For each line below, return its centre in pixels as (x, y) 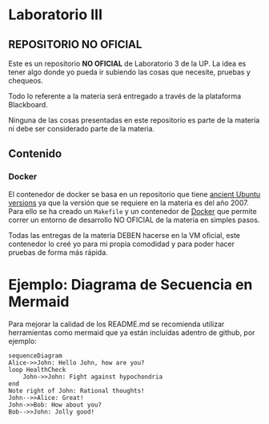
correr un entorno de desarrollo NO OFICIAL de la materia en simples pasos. (134, 220)
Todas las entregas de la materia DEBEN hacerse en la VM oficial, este (124, 235)
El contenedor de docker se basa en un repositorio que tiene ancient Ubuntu (134, 194)
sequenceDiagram (35, 355)
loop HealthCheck (37, 369)
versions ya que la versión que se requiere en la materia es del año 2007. (129, 203)
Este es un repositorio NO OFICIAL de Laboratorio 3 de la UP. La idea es (127, 63)
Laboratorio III (55, 15)
